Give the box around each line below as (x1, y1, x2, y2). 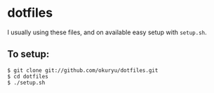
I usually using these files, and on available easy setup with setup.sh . (7, 28, 207, 36)
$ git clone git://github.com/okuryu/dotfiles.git (7, 66, 159, 74)
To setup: (7, 48, 50, 60)
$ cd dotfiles (7, 73, 49, 80)
